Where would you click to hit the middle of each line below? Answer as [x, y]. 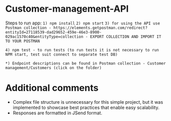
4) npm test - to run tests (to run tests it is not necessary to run [82, 50]
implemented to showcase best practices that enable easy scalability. [86, 107]
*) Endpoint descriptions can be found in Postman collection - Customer [86, 63]
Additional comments [52, 88]
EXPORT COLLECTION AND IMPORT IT [125, 37]
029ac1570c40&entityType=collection [44, 37]
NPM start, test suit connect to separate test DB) [61, 54]
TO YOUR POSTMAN [23, 41]
